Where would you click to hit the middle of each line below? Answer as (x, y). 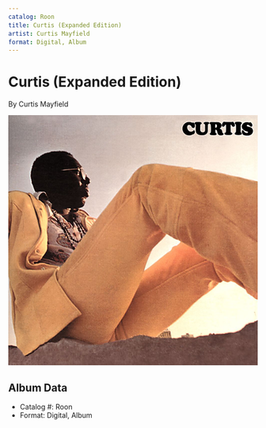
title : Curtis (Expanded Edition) (65, 25)
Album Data (38, 388)
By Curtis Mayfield (38, 104)
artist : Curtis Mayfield (49, 33)
